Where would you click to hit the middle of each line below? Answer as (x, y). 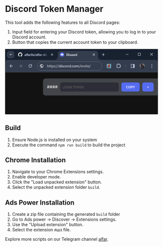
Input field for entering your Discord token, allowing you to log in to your (84, 32)
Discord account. (29, 37)
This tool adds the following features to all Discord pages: (63, 22)
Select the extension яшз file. (41, 230)
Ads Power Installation (40, 203)
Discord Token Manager (54, 9)
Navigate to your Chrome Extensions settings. (58, 172)
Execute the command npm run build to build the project (69, 145)
